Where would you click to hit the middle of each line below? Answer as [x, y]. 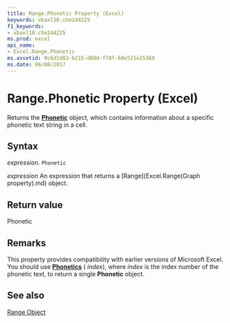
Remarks [27, 243]
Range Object [26, 312]
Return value [35, 205]
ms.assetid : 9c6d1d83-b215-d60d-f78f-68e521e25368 [81, 58]
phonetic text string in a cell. [47, 125]
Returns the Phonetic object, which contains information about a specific [111, 117]
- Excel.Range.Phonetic [41, 52]
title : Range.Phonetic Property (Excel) [66, 13]
